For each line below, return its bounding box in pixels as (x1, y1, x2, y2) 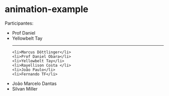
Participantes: (5, 20, 34, 26)
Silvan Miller (12, 85, 38, 91)
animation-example (5, 4, 89, 15)
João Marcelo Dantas (12, 80, 57, 86)
